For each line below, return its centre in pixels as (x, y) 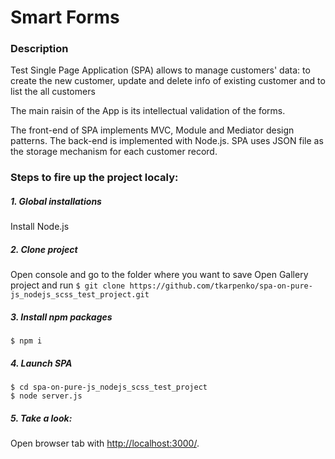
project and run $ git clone (68, 285)
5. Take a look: (41, 418)
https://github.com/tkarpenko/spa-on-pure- (221, 286)
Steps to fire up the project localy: (94, 178)
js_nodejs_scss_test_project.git (80, 295)
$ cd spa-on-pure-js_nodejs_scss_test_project (109, 387)
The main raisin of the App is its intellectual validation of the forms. (148, 111)
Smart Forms (65, 17)
